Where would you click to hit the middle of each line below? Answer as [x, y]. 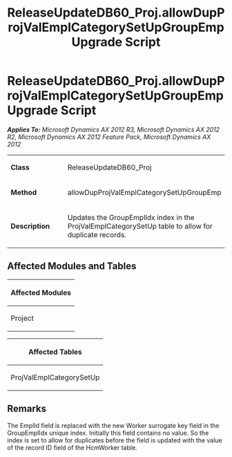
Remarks [27, 409]
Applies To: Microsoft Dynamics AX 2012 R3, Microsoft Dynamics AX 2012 [114, 129]
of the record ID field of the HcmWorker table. [72, 447]
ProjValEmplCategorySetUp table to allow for [140, 226]
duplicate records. [97, 234]
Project [22, 318]
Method [24, 192]
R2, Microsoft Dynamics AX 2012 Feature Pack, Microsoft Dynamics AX [109, 137]
